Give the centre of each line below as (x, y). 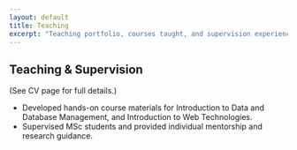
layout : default (39, 17)
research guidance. (57, 136)
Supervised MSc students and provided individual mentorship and (142, 127)
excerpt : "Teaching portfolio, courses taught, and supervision (130, 34)
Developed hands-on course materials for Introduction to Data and (143, 108)
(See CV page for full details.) (63, 91)
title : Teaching (39, 26)
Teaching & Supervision (76, 69)
